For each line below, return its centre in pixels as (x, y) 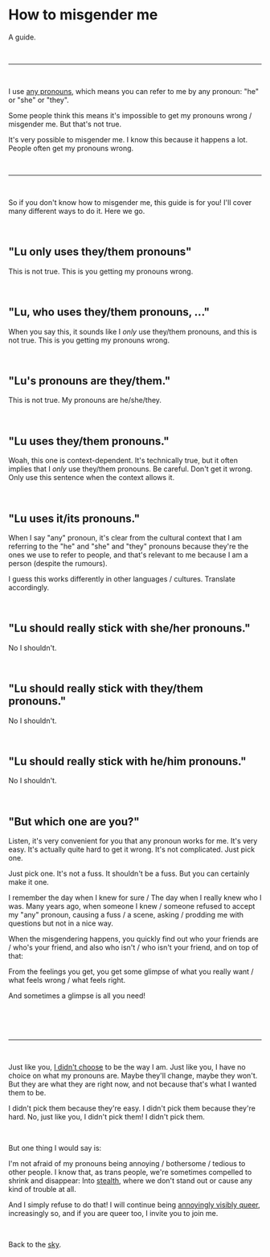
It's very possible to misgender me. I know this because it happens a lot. (128, 139)
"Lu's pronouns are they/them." (90, 381)
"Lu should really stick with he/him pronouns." (127, 762)
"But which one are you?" (74, 822)
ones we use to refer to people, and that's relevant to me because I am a (128, 555)
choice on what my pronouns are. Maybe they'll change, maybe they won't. (133, 1076)
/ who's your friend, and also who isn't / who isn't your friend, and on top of (133, 947)
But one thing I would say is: (55, 1148)
